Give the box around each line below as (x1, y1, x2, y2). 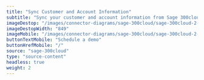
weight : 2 (6, 64, 32, 71)
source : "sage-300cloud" (6, 48, 69, 54)
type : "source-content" (6, 54, 67, 60)
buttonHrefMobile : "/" (6, 43, 64, 49)
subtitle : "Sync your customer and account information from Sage (6, 14, 178, 20)
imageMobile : (6, 31, 39, 37)
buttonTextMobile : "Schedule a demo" (6, 37, 102, 43)
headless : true (6, 59, 45, 65)
